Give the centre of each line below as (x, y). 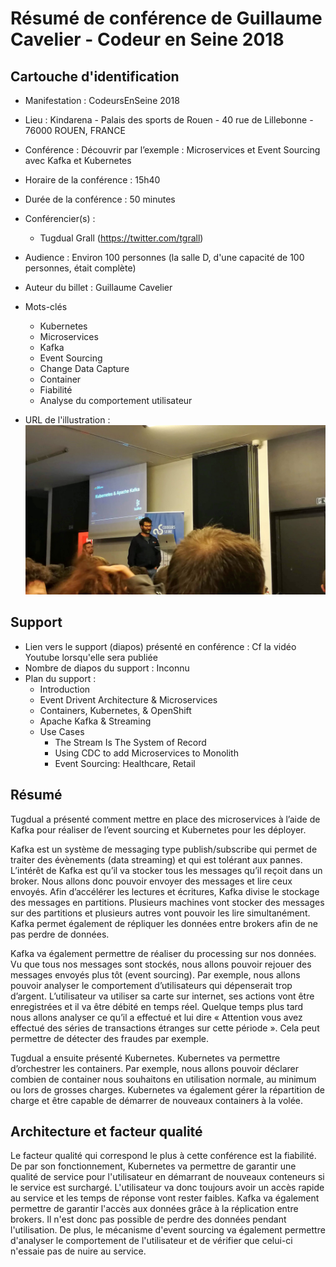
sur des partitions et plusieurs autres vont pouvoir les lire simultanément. (160, 913)
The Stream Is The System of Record (130, 742)
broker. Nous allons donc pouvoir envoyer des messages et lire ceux (151, 881)
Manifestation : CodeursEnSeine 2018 (102, 100)
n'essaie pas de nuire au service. (78, 1251)
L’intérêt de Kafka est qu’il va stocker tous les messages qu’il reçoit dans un (166, 870)
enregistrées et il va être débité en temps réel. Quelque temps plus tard (157, 1006)
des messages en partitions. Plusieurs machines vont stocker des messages (167, 902)
